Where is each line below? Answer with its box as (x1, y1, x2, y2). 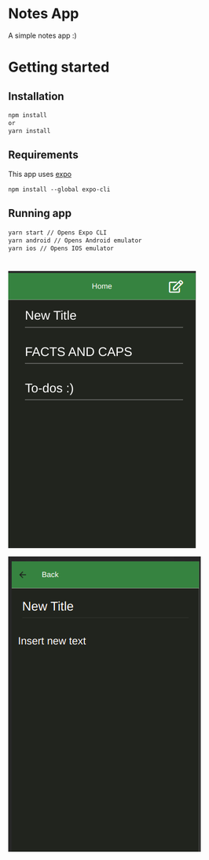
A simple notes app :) (8, 31, 77, 40)
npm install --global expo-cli (8, 186, 111, 193)
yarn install (8, 127, 51, 134)
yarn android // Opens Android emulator (8, 237, 143, 244)
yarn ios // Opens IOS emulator (8, 244, 114, 252)
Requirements (8, 149, 79, 162)
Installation (8, 90, 64, 103)
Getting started (8, 58, 110, 76)
